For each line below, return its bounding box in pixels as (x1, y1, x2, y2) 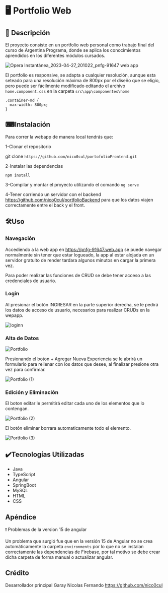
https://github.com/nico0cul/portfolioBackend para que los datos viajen (5, 196, 153, 203)
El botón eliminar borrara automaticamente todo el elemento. (5, 425, 131, 431)
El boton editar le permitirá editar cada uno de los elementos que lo (5, 400, 145, 407)
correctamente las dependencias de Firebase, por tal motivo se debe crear (5, 549, 160, 555)
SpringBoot (12, 482, 36, 488)
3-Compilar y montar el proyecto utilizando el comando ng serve (5, 181, 139, 187)
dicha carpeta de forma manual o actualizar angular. (5, 554, 114, 560)
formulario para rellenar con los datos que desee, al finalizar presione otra (5, 361, 159, 367)
